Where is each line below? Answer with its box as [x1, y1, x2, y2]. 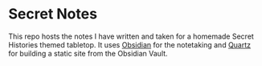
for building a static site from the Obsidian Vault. [8, 48, 168, 58]
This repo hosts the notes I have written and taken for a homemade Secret [8, 31, 255, 41]
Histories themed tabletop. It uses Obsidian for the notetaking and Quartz [8, 39, 252, 49]
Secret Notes [8, 5, 98, 23]
